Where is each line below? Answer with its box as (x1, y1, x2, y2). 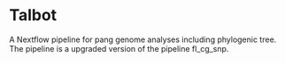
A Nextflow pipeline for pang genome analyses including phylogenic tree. (9, 34, 277, 45)
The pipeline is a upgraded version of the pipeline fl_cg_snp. (9, 43, 229, 53)
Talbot (9, 5, 58, 25)
